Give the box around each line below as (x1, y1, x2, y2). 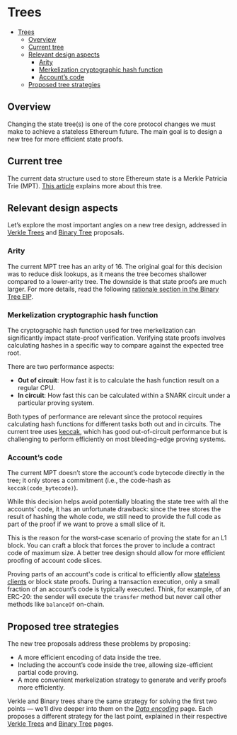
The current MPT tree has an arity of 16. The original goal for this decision (7, 262, 223, 270)
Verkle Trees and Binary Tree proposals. (7, 228, 125, 237)
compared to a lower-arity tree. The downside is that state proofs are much (7, 277, 226, 285)
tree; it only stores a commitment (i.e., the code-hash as (7, 476, 171, 485)
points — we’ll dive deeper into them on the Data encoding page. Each (7, 705, 214, 713)
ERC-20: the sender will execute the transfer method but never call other (7, 593, 221, 601)
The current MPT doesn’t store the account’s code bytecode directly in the (7, 469, 225, 477)
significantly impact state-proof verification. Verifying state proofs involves (7, 334, 226, 342)
